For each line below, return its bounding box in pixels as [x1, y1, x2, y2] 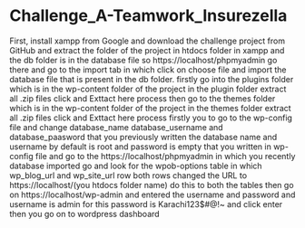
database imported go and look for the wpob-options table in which [9, 160, 262, 171]
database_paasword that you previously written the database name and [9, 131, 278, 142]
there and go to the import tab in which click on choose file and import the [9, 64, 287, 75]
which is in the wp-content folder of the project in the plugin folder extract [9, 83, 287, 94]
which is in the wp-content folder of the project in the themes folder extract [9, 102, 292, 113]
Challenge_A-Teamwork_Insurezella [9, 5, 288, 26]
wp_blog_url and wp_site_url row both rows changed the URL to [9, 169, 248, 181]
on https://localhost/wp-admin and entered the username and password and [9, 189, 296, 200]
